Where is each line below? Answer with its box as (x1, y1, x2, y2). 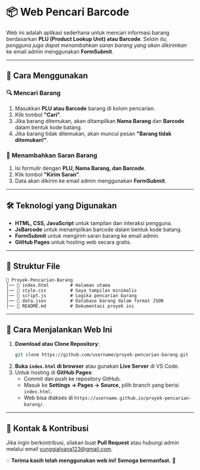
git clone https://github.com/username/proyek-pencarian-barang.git (14, 352, 189, 358)
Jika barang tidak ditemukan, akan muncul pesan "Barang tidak (14, 130, 171, 137)
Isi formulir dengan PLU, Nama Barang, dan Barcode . (14, 165, 146, 172)
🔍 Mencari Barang (6, 89, 61, 97)
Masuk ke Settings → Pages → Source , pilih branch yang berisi (23, 381, 179, 389)
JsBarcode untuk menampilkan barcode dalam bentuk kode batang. (14, 226, 182, 233)
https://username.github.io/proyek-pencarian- (74, 395, 192, 402)
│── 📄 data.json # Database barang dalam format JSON (6, 298, 164, 304)
